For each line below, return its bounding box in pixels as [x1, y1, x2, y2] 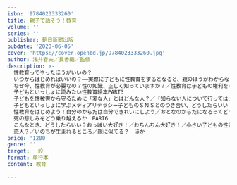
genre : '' [7, 141, 37, 148]
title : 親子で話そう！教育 [7, 17, 78, 24]
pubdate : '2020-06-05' [7, 43, 74, 50]
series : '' [7, 30, 39, 37]
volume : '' [7, 23, 39, 30]
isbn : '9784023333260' [7, 10, 74, 18]
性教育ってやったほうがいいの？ [13, 69, 93, 76]
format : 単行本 [7, 154, 49, 162]
